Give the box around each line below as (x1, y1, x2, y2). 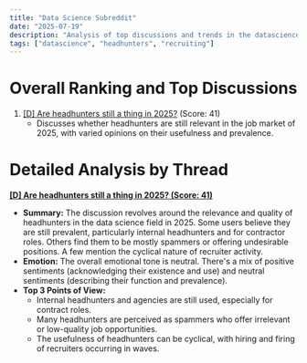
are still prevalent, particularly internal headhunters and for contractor (22, 227, 286, 238)
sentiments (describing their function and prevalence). (22, 275, 228, 286)
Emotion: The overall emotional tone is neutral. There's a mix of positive (22, 256, 295, 267)
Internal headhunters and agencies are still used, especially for (36, 295, 273, 306)
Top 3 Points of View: (22, 285, 106, 296)
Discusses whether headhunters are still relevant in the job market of (36, 118, 296, 129)
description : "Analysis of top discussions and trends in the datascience (9, 30, 301, 39)
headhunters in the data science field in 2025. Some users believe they (22, 217, 291, 228)
